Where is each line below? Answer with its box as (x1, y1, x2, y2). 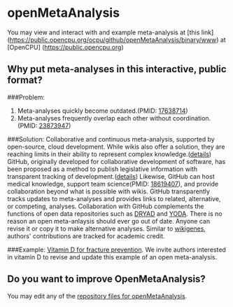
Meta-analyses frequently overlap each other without (17, 114, 171, 122)
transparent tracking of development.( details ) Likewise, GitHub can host (7, 172, 215, 180)
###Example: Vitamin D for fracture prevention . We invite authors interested (7, 245, 226, 254)
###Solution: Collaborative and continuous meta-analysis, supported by (7, 135, 215, 143)
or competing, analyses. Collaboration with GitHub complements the (7, 202, 204, 210)
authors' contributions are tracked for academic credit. (7, 231, 166, 240)
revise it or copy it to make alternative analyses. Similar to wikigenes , (7, 224, 206, 233)
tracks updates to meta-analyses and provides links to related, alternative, (7, 194, 221, 203)
